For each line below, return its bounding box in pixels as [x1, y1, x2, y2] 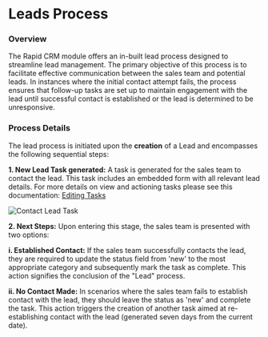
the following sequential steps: [8, 149, 110, 158]
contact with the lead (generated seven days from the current [50, 311, 254, 321]
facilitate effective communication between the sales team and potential [8, 69, 246, 78]
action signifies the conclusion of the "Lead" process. [8, 271, 186, 280]
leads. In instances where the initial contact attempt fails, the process [8, 77, 237, 86]
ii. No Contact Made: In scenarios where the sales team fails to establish [8, 286, 248, 296]
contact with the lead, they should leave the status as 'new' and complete [8, 295, 251, 304]
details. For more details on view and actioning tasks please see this [8, 182, 234, 191]
